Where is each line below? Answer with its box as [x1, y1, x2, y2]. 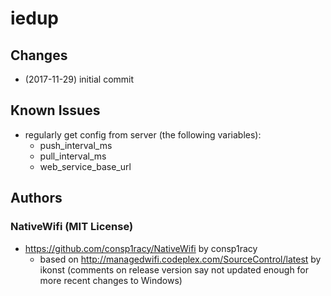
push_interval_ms [39, 139, 113, 151]
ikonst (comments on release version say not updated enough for [39, 263, 310, 276]
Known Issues [10, 102, 101, 119]
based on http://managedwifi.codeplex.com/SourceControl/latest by [39, 253, 322, 265]
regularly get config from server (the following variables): [24, 128, 262, 141]
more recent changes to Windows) [39, 274, 183, 286]
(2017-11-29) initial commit [24, 73, 135, 85]
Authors [10, 190, 63, 207]
